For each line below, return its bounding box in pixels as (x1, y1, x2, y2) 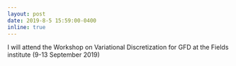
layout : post (7, 10, 46, 18)
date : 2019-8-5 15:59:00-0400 (7, 17, 97, 24)
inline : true (7, 23, 46, 31)
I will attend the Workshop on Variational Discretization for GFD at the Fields (7, 43, 229, 52)
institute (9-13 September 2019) (7, 50, 101, 59)
